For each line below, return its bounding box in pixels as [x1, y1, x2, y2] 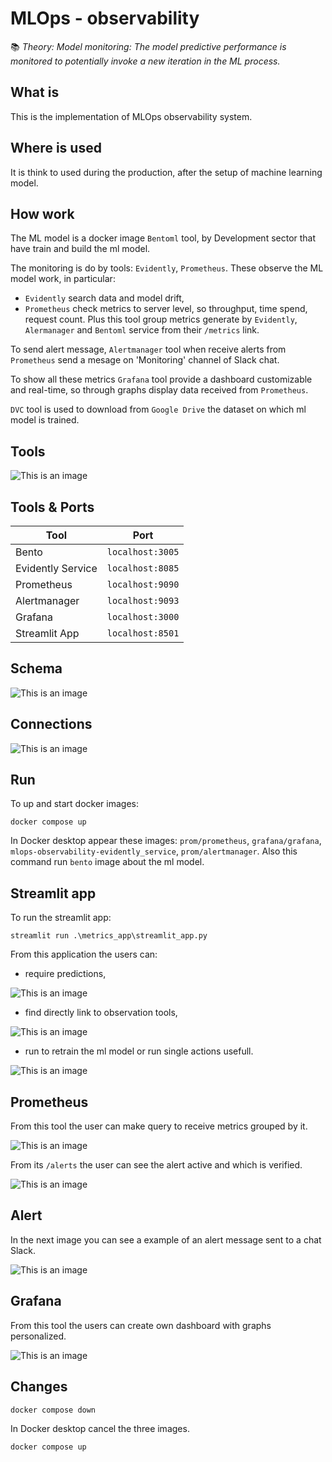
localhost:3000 [106, 612, 180, 622]
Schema [10, 660, 63, 677]
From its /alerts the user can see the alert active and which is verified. [10, 1159, 303, 1171]
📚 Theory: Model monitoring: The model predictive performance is [10, 40, 287, 52]
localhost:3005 [106, 547, 180, 557]
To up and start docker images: [10, 798, 140, 810]
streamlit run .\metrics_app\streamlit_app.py [10, 931, 208, 941]
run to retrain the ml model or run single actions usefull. [24, 1045, 254, 1057]
